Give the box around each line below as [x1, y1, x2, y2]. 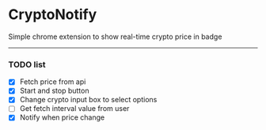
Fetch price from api [19, 77, 86, 86]
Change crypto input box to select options [19, 95, 158, 105]
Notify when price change [19, 113, 105, 122]
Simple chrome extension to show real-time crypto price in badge [8, 32, 222, 41]
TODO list [8, 59, 46, 70]
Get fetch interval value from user [19, 104, 130, 113]
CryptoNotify [8, 6, 97, 24]
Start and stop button [19, 86, 89, 96]
